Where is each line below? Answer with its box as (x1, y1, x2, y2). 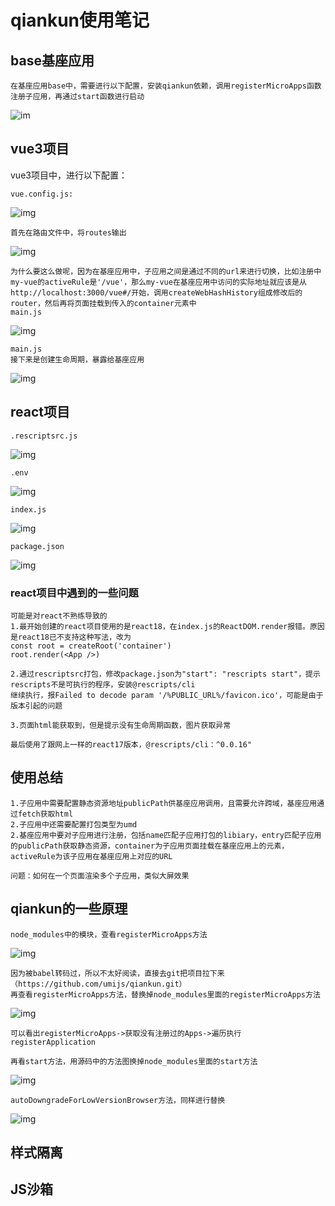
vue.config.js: (10, 189, 74, 199)
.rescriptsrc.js (10, 431, 78, 441)
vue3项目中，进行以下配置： (10, 169, 128, 181)
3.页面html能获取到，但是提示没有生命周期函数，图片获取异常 (10, 720, 232, 730)
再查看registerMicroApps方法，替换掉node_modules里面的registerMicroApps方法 (10, 989, 321, 1000)
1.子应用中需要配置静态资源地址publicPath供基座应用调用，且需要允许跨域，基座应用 (10, 798, 318, 808)
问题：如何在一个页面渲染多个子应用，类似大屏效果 (10, 871, 190, 881)
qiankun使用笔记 (10, 9, 150, 32)
